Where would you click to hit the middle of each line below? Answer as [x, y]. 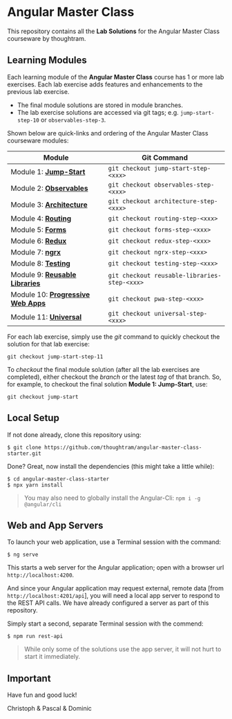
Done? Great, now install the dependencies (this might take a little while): [111, 466]
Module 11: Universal [46, 317]
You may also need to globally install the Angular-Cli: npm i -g [112, 498]
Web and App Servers [55, 525]
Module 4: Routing [41, 218]
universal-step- [181, 313]
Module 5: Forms [39, 230]
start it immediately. [52, 657]
